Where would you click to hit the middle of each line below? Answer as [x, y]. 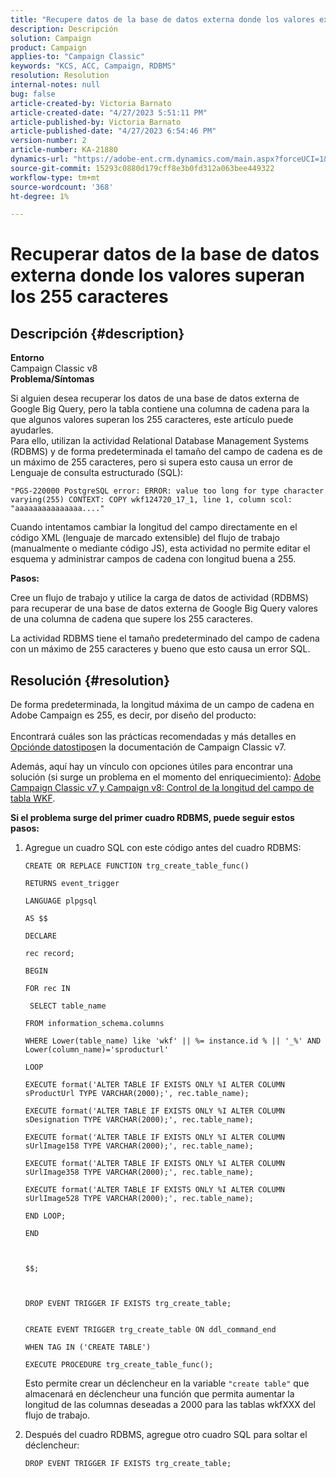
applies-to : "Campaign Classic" [77, 57]
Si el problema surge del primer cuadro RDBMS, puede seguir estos [152, 818]
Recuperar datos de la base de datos [165, 254]
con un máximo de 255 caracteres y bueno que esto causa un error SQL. [160, 649]
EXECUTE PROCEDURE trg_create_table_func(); [119, 1365]
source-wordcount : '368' [62, 187]
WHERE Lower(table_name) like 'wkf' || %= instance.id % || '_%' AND [173, 1041]
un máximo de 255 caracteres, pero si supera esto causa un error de [151, 462]
